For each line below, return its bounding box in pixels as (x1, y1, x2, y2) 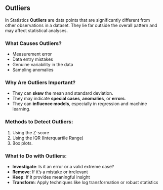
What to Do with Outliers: (5, 152, 67, 159)
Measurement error (12, 51, 52, 57)
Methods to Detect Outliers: (5, 118, 73, 125)
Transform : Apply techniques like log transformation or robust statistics (12, 180, 159, 185)
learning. (12, 106, 31, 112)
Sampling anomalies (12, 67, 54, 73)
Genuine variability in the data (12, 62, 73, 68)
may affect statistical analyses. (5, 27, 68, 34)
